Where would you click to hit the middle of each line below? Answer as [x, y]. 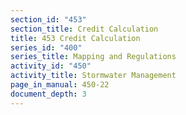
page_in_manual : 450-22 [60, 85]
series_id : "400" [46, 47]
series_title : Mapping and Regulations [93, 57]
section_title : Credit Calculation [84, 29]
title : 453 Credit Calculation [75, 38]
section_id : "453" [48, 19]
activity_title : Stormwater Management [93, 76]
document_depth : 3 [48, 94]
